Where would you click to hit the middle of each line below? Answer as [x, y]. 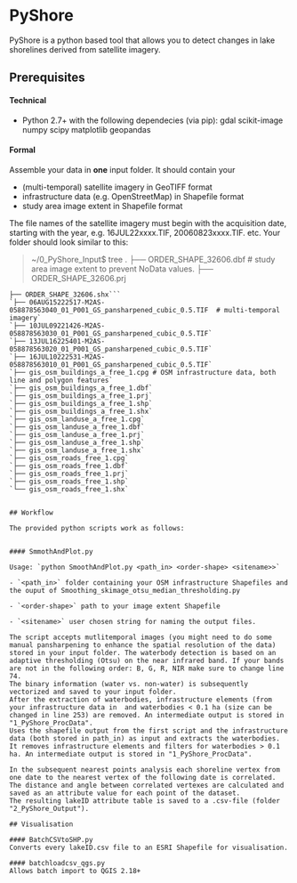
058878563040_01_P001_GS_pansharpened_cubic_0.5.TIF [109, 310]
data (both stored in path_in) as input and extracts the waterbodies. [144, 738]
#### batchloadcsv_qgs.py [57, 863]
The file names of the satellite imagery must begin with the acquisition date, [148, 223]
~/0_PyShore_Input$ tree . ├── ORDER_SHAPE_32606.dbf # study [153, 259]
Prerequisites [47, 78]
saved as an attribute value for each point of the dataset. [125, 793]
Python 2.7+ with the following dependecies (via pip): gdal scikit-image [153, 120]
